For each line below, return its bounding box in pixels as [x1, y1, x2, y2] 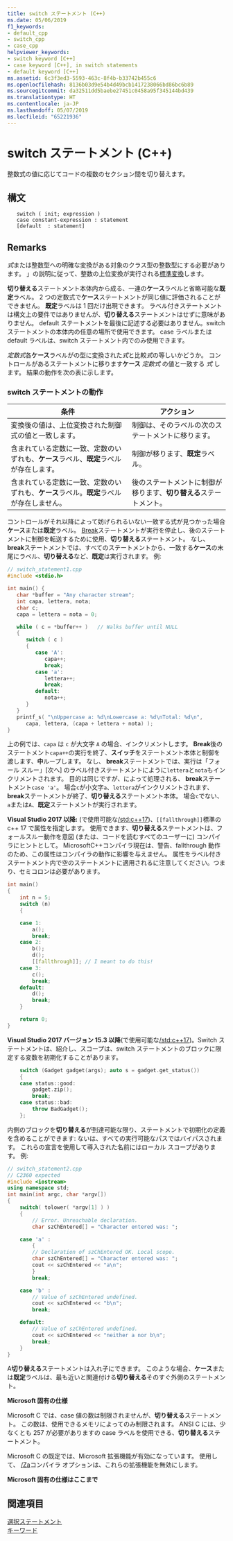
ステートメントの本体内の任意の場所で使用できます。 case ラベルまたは [7, 327, 213, 336]
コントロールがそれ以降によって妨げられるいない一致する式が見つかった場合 [7, 517, 225, 526]
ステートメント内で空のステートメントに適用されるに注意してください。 [7, 859, 214, 867]
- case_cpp [7, 42, 39, 49]
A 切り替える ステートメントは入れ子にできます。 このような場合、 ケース [7, 1364, 213, 1373]
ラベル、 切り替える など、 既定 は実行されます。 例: [19, 552, 162, 560]
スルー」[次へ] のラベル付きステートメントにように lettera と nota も [20, 766, 214, 774]
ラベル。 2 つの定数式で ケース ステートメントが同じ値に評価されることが [13, 293, 221, 302]
